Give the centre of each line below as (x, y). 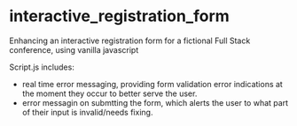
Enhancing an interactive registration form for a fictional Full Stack (130, 41)
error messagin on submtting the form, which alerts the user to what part (155, 102)
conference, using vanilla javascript (74, 49)
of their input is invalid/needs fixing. (87, 112)
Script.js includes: (42, 67)
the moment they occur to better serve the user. (109, 93)
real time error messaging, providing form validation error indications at (152, 84)
